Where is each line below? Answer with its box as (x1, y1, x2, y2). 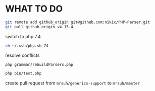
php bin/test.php (5, 71, 42, 76)
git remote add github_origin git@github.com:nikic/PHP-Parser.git (5, 20, 150, 25)
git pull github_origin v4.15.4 (5, 24, 73, 29)
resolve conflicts (5, 52, 40, 58)
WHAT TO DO (5, 3, 63, 15)
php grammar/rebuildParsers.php (5, 62, 73, 67)
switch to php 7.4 (5, 33, 41, 39)
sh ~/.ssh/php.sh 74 (5, 43, 49, 48)
